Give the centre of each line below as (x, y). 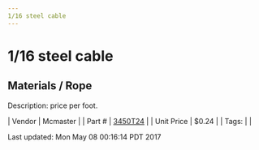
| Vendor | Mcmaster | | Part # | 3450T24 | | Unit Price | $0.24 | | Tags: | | (130, 121)
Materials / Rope (50, 86)
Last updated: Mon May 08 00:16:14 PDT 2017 (84, 137)
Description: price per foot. (53, 105)
